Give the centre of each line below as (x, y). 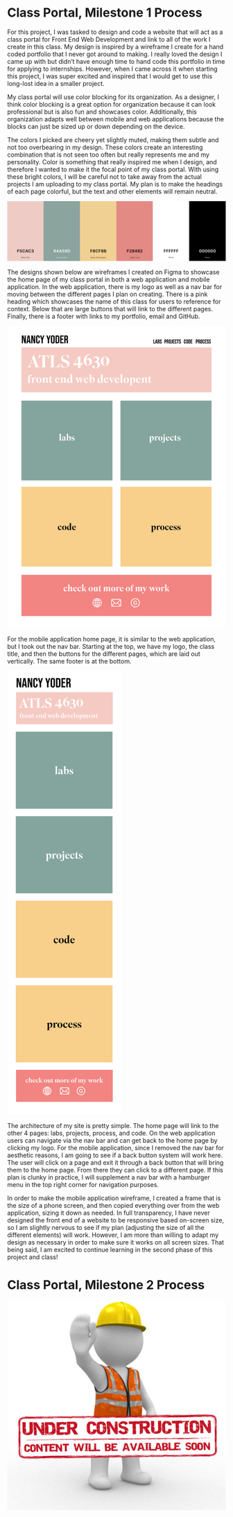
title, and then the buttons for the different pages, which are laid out (104, 654)
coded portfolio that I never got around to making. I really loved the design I (115, 54)
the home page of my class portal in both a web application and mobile (109, 279)
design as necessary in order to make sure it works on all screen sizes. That (115, 1242)
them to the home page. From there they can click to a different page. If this (115, 1170)
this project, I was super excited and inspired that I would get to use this (110, 76)
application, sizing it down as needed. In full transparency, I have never (109, 1213)
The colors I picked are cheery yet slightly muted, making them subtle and (113, 139)
